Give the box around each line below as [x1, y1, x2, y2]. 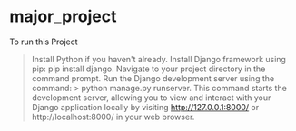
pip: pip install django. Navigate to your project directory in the [31, 63, 266, 74]
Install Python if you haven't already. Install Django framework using [31, 53, 286, 64]
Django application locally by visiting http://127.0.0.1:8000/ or [31, 101, 260, 112]
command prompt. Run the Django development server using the [31, 72, 275, 83]
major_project [9, 6, 117, 27]
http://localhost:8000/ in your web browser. [31, 111, 195, 122]
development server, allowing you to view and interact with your [31, 92, 271, 103]
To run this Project [9, 36, 79, 47]
